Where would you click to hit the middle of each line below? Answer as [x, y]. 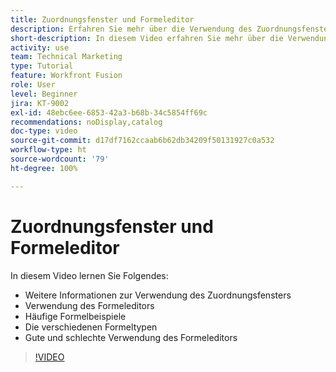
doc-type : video [44, 131]
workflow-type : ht [48, 150]
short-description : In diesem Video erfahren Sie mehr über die [147, 38]
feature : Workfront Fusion [66, 76]
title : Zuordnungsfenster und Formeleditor [102, 19]
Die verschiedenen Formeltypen [91, 327]
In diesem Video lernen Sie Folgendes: [89, 275]
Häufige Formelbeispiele [75, 316]
